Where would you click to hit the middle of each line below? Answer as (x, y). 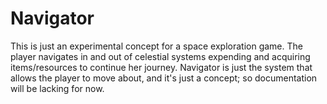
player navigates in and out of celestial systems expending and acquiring (160, 56)
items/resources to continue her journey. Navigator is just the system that (161, 67)
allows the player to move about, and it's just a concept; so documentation (164, 78)
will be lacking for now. (57, 88)
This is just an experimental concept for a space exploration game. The (156, 46)
